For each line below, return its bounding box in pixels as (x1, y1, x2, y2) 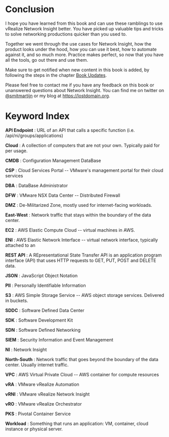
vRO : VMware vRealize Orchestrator (5, 401, 82, 407)
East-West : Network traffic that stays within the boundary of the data (5, 211, 151, 218)
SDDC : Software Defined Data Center (5, 307, 85, 313)
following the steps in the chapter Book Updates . (5, 72, 107, 78)
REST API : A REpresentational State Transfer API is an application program (5, 252, 162, 258)
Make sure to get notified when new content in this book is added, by (5, 67, 150, 73)
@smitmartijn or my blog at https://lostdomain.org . (5, 93, 110, 99)
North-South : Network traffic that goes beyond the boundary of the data (5, 356, 158, 362)
